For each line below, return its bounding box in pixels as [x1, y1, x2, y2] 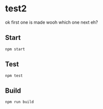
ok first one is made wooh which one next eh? [5, 19, 98, 25]
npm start [5, 46, 26, 52]
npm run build [5, 100, 34, 105]
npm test [5, 73, 23, 78]
